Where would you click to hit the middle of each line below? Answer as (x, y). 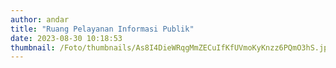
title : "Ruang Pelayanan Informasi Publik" (102, 29)
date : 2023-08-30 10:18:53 (66, 38)
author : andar (40, 19)
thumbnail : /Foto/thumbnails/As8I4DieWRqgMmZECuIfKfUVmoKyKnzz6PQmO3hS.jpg (171, 47)
